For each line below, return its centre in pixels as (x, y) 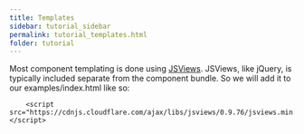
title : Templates (42, 18)
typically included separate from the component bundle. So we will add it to (150, 79)
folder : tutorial (42, 43)
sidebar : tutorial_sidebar (60, 26)
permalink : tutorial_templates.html (78, 34)
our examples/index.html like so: (70, 88)
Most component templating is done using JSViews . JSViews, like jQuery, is (151, 69)
